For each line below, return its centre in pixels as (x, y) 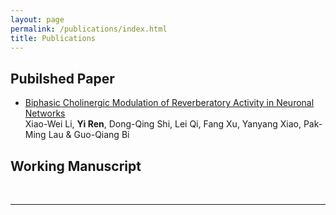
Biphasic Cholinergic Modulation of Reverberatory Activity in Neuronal (169, 103)
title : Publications (53, 38)
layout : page (37, 19)
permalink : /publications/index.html (89, 29)
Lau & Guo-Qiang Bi (89, 135)
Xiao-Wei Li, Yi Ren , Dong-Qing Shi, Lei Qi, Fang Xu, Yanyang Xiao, (163, 124)
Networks (45, 113)
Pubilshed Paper (62, 78)
